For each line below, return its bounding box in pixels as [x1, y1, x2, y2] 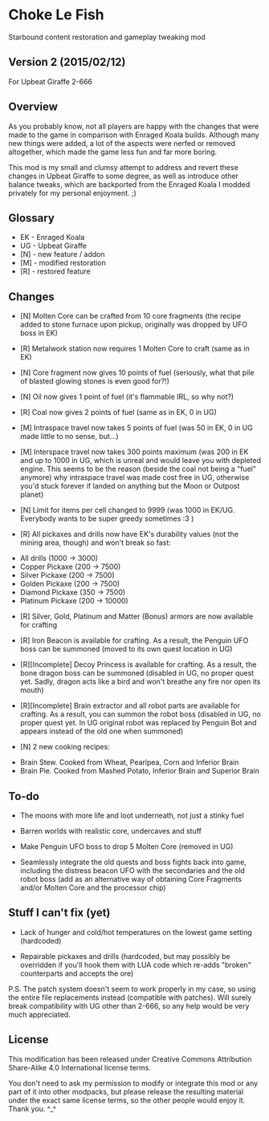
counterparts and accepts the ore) [19, 969, 134, 978]
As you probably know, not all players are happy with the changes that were [8, 121, 259, 131]
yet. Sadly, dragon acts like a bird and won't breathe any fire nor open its [19, 676, 261, 687]
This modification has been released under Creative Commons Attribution [8, 1054, 252, 1064]
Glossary [8, 211, 55, 225]
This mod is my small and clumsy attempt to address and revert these [8, 162, 238, 172]
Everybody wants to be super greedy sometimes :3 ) [19, 514, 194, 523]
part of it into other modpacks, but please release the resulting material [8, 1086, 244, 1096]
